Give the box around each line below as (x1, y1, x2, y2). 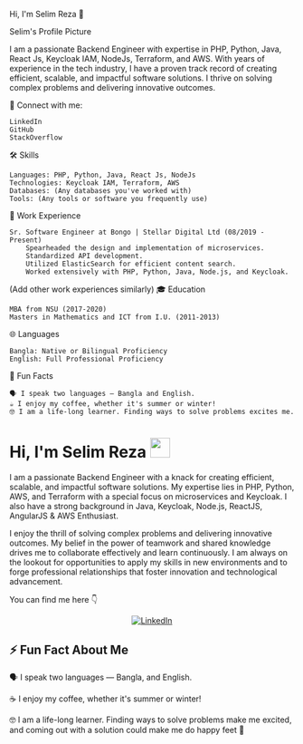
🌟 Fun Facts (9, 371, 54, 381)
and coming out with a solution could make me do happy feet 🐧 (9, 724, 245, 735)
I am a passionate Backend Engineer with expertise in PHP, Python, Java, (9, 43, 282, 54)
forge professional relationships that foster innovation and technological (9, 566, 278, 577)
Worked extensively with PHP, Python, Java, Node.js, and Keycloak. (25, 267, 289, 276)
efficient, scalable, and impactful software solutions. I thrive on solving (9, 72, 273, 83)
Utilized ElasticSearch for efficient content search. (25, 259, 237, 268)
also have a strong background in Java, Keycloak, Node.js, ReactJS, (9, 500, 263, 511)
